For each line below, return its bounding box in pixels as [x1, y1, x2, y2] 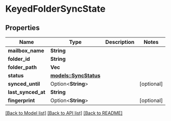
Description [105, 39, 135, 45]
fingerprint [8, 97, 35, 104]
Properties [5, 23, 40, 32]
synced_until [8, 80, 40, 87]
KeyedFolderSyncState [5, 3, 106, 15]
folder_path [8, 64, 37, 70]
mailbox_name [8, 47, 45, 54]
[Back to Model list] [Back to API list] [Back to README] [5, 110, 123, 116]
